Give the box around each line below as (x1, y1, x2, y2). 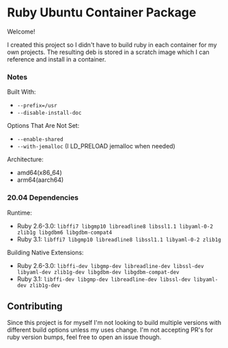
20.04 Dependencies (7, 193, 79, 202)
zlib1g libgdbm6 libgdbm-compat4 (16, 229, 113, 236)
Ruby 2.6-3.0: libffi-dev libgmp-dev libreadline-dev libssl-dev (16, 261, 204, 269)
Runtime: (7, 209, 32, 217)
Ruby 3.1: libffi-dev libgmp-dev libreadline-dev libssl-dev (16, 275, 191, 283)
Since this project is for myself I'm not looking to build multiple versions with (7, 319, 222, 327)
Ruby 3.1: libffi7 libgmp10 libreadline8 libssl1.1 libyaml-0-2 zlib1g (16, 235, 222, 243)
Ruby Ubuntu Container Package (7, 5, 197, 21)
